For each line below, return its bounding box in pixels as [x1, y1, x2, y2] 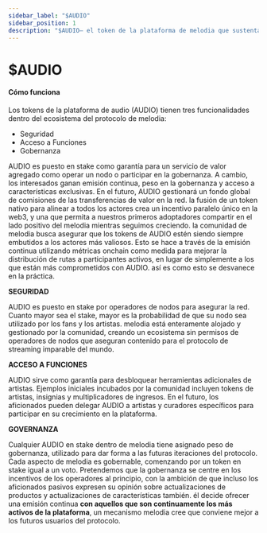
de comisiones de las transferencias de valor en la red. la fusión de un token [8, 195, 258, 204]
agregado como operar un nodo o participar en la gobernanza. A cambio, [8, 169, 249, 179]
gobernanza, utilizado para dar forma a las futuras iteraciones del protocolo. [8, 448, 258, 457]
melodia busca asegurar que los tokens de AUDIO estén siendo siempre [8, 228, 244, 239]
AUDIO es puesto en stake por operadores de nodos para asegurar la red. [8, 302, 250, 311]
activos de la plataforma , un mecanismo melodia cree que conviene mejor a [8, 507, 259, 517]
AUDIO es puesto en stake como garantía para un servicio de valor [8, 161, 226, 171]
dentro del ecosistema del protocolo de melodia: [8, 113, 167, 123]
